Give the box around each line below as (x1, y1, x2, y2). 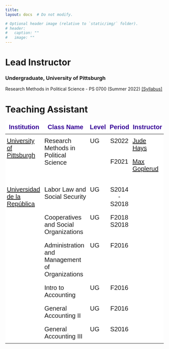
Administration (44, 242, 84, 249)
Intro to (44, 284, 64, 292)
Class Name (47, 124, 84, 131)
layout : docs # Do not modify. (5, 12, 73, 17)
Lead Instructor (5, 57, 71, 68)
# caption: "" (5, 31, 39, 36)
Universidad (7, 186, 40, 193)
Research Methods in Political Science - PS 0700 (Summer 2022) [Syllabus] (5, 86, 162, 92)
